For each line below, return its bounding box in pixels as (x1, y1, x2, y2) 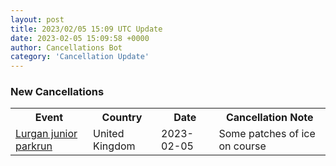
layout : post (10, 14, 65, 25)
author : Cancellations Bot (10, 42, 123, 53)
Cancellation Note (225, 111, 314, 125)
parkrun (15, 139, 53, 153)
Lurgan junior (15, 127, 78, 141)
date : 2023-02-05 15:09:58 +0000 (10, 33, 150, 43)
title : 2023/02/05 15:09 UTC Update (10, 24, 163, 34)
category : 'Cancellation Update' (10, 52, 150, 62)
